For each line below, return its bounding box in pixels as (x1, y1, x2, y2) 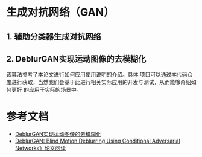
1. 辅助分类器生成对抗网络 (6, 31, 101, 42)
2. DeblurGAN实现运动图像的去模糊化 (6, 54, 147, 64)
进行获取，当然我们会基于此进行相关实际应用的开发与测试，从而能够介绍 (11, 78, 191, 86)
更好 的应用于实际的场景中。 (11, 86, 82, 94)
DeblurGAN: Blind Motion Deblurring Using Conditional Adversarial (14, 137, 181, 145)
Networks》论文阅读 (14, 144, 66, 152)
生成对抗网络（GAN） (6, 5, 115, 19)
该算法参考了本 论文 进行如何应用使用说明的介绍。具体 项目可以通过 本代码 (6, 71, 188, 78)
